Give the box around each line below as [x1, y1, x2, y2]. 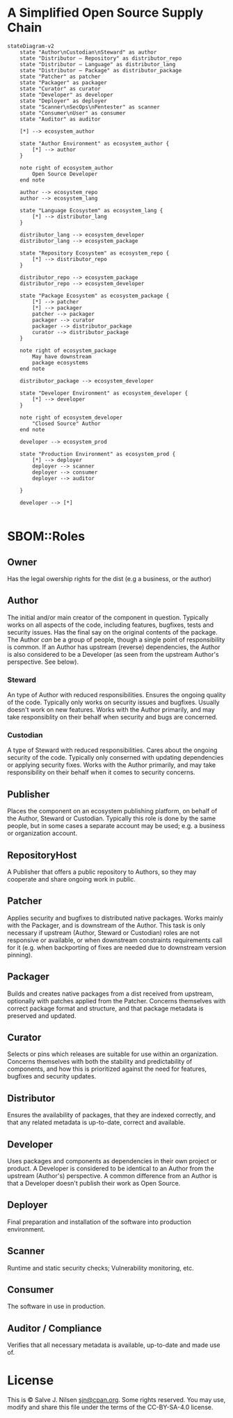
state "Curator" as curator [19, 85, 101, 92]
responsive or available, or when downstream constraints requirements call [7, 936, 223, 944]
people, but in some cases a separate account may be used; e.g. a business [7, 822, 225, 830]
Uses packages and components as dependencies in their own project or [7, 1157, 217, 1165]
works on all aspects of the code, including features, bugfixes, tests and [7, 621, 214, 629]
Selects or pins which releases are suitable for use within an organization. [7, 1050, 218, 1058]
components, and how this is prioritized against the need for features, [7, 1065, 207, 1073]
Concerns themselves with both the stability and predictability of [7, 1058, 193, 1066]
